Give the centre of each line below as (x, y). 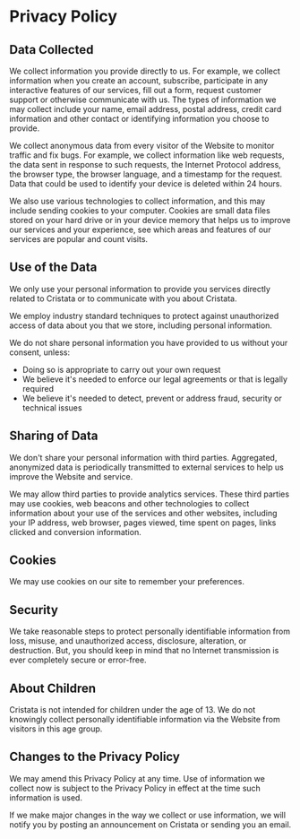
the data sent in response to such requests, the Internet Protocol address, (146, 164)
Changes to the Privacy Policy (95, 757)
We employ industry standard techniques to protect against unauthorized (144, 316)
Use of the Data (53, 268)
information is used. (46, 797)
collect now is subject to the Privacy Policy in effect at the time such (135, 788)
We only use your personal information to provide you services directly (140, 289)
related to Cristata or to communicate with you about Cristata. (123, 298)
